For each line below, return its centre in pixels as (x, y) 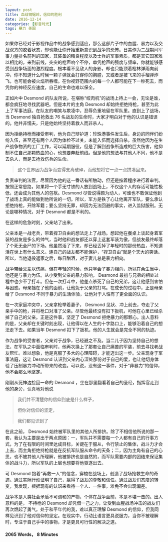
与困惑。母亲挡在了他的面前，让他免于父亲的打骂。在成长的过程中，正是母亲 (84, 288)
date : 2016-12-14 (23, 19)
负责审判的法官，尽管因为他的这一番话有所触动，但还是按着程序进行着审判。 (84, 180)
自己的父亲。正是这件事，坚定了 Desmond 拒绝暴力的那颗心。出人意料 (86, 317)
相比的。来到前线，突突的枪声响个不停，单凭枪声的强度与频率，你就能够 (84, 62)
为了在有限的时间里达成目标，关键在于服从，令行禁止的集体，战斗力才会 (88, 444)
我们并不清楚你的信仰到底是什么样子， (57, 399)
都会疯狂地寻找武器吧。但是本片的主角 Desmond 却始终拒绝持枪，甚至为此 (82, 104)
